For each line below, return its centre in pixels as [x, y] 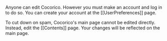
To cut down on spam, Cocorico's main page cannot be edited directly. [80, 23]
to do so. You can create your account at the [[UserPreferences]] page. [81, 13]
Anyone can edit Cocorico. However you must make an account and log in [84, 7]
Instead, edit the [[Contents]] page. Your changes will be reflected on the [83, 28]
